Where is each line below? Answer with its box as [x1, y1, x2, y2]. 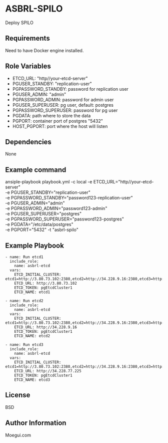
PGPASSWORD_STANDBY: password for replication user [12, 86, 129, 92]
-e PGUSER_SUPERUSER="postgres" [5, 211, 82, 217]
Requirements [5, 34, 50, 43]
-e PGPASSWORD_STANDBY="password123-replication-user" [5, 195, 133, 201]
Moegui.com [5, 432, 31, 438]
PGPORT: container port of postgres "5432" [12, 118, 103, 124]
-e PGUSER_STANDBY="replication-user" [5, 189, 91, 195]
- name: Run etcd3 [5, 342, 43, 347]
